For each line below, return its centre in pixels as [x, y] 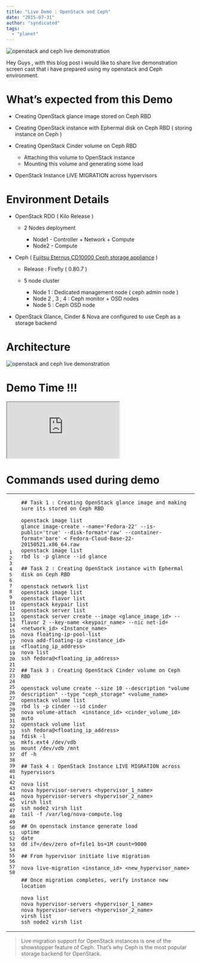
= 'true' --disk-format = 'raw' [81, 532]
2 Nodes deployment [50, 228]
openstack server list [53, 610]
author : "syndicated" [33, 23]
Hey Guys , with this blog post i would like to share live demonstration [92, 63]
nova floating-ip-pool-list [61, 634]
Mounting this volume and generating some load [83, 164]
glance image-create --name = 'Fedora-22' [79, 526]
